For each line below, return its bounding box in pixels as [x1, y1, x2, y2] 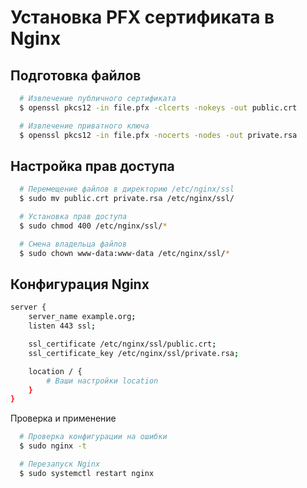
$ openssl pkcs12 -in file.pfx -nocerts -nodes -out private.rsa [19, 130, 298, 140]
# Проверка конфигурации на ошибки [19, 432, 168, 442]
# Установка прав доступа [19, 212, 128, 222]
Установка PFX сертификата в [10, 6, 275, 29]
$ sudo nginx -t [19, 441, 87, 451]
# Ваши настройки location [46, 376, 159, 386]
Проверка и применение [10, 412, 117, 425]
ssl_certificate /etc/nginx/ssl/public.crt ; [28, 339, 217, 349]
